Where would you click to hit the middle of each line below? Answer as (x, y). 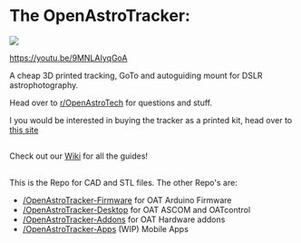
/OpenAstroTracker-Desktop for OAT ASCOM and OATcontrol (136, 209)
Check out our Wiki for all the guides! (78, 156)
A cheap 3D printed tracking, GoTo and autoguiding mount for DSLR (136, 75)
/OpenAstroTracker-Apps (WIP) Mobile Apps (105, 228)
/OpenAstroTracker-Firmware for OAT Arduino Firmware (127, 199)
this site (24, 130)
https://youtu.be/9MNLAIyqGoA (68, 58)
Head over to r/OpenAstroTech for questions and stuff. (111, 102)
